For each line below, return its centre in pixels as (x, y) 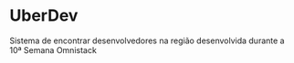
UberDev (44, 16)
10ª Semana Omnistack (53, 49)
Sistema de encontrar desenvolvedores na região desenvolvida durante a (147, 40)
